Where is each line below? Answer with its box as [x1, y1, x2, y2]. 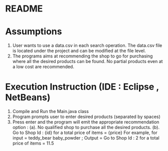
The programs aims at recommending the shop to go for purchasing [12, 53, 153, 59]
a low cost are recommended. [12, 63, 74, 70]
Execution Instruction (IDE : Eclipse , [5, 81, 159, 92]
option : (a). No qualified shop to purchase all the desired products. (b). [12, 124, 159, 130]
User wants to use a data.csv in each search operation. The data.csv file [12, 42, 162, 48]
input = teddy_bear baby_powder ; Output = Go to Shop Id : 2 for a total [12, 135, 159, 141]
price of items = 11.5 [12, 140, 54, 146]
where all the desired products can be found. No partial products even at [12, 58, 163, 64]
